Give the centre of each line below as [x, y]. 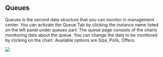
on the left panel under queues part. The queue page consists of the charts [81, 30]
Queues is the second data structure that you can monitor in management [80, 19]
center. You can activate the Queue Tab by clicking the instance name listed [82, 25]
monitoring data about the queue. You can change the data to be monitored [81, 35]
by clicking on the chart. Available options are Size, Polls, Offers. [70, 40]
